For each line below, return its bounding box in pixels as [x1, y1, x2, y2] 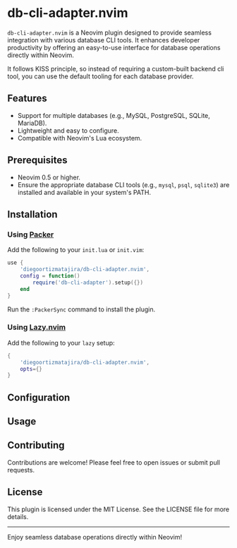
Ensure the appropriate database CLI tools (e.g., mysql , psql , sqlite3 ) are [17, 180, 230, 189]
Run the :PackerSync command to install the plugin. [7, 305, 156, 314]
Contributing [7, 439, 65, 451]
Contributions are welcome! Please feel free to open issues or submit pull [7, 458, 221, 467]
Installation [7, 208, 58, 220]
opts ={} [20, 365, 42, 372]
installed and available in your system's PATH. [17, 188, 152, 196]
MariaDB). [17, 119, 47, 127]
